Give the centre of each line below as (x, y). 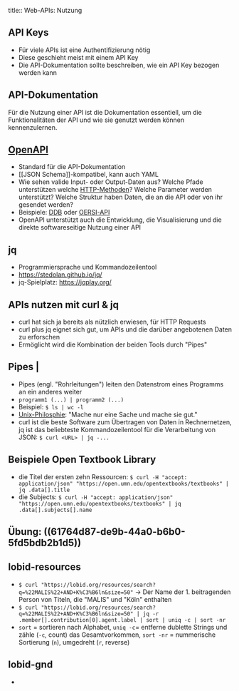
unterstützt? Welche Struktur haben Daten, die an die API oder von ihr (121, 197)
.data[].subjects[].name (55, 510)
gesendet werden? (46, 205)
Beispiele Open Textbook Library (82, 460)
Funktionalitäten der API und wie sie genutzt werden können (96, 120)
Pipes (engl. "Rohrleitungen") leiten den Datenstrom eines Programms (121, 384)
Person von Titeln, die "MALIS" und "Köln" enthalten (95, 599)
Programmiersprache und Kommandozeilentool (87, 267)
